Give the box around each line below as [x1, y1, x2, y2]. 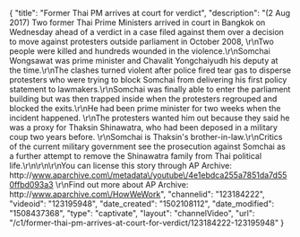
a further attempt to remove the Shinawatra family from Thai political [9, 151, 262, 161]
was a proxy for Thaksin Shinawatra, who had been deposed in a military [9, 122, 278, 133]
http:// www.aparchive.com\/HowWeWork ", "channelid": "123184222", [9, 189, 266, 199]
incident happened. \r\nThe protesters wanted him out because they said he [9, 112, 290, 123]
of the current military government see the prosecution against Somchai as [9, 141, 287, 152]
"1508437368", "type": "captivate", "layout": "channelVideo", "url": [9, 208, 255, 218]
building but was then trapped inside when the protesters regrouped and [9, 93, 278, 104]
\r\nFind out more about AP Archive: [55, 180, 189, 189]
